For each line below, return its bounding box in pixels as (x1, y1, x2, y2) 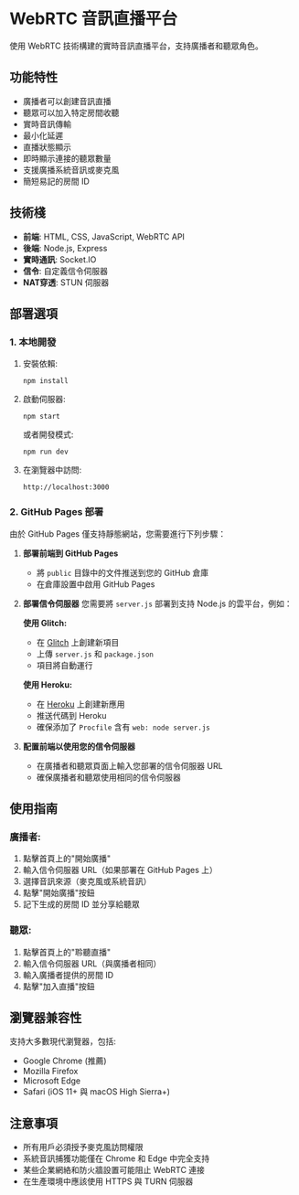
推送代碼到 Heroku (36, 710, 107, 720)
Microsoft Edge (22, 1075, 81, 1086)
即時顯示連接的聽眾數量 (22, 153, 112, 164)
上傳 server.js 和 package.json (36, 648, 154, 659)
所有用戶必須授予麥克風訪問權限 (22, 1142, 144, 1153)
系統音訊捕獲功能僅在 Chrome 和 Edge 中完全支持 (22, 1153, 210, 1164)
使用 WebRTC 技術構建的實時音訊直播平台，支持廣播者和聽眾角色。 (9, 40, 263, 51)
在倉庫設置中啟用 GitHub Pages (36, 578, 155, 590)
